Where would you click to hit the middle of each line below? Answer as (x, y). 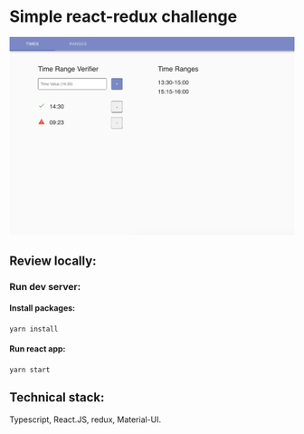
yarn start (30, 370)
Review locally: (53, 260)
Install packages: (42, 308)
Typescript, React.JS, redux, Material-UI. (85, 420)
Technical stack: (57, 397)
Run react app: (38, 349)
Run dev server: (45, 286)
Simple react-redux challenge (123, 17)
